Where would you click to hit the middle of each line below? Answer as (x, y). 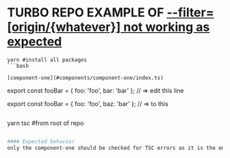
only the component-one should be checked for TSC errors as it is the (111, 148)
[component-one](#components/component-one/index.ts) (86, 78)
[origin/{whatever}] (64, 27)
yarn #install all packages (47, 60)
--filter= (190, 13)
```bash (18, 66)
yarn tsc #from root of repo (46, 123)
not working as (166, 27)
